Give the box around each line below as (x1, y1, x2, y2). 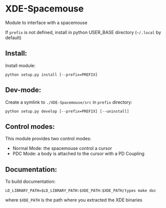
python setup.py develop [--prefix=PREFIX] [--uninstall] (5, 109, 129, 114)
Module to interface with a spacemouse (5, 20, 88, 26)
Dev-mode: (5, 86, 41, 94)
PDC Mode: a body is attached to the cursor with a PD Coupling (12, 151, 145, 157)
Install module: (5, 62, 36, 68)
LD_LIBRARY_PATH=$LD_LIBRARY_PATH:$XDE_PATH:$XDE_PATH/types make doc (5, 188, 156, 193)
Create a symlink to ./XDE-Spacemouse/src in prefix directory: (5, 99, 132, 105)
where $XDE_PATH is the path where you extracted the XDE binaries (5, 197, 142, 203)
